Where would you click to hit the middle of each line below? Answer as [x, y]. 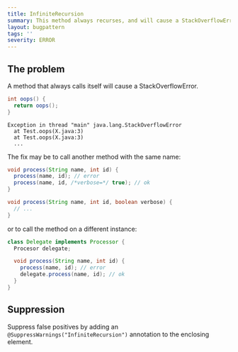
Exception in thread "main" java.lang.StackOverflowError [95, 125]
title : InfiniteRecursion [45, 14]
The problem [36, 69]
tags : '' [20, 34]
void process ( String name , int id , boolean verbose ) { [90, 203]
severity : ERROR [31, 40]
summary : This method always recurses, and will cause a [93, 21]
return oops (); [36, 106]
